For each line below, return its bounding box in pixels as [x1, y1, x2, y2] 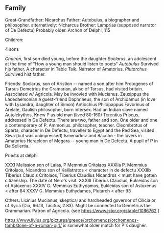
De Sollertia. [5, 143, 30, 148]
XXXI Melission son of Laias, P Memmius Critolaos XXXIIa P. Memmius [5, 162, 147, 168]
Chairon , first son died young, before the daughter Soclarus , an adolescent [5, 56, 157, 62]
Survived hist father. [5, 71, 46, 77]
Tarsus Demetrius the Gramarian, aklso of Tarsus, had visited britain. [5, 85, 143, 92]
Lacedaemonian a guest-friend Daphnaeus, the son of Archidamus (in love [5, 96, 156, 102]
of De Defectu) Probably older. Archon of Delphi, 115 [5, 27, 111, 33]
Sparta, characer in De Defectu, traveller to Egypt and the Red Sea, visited [5, 127, 155, 133]
